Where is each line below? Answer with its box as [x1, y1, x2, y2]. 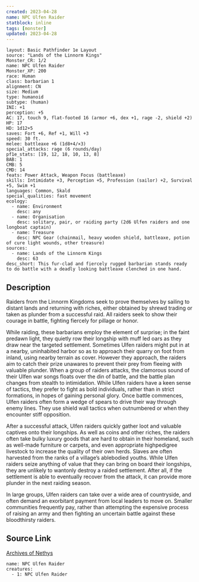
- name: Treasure [11, 230, 55, 236]
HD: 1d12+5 [6, 126, 33, 132]
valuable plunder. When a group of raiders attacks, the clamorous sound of [6, 366, 190, 374]
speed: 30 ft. [6, 136, 42, 142]
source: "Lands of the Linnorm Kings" [6, 52, 102, 58]
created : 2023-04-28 [6, 8, 58, 15]
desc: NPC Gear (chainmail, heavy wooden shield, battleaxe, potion [17, 235, 190, 241]
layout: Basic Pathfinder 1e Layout [6, 47, 97, 54]
